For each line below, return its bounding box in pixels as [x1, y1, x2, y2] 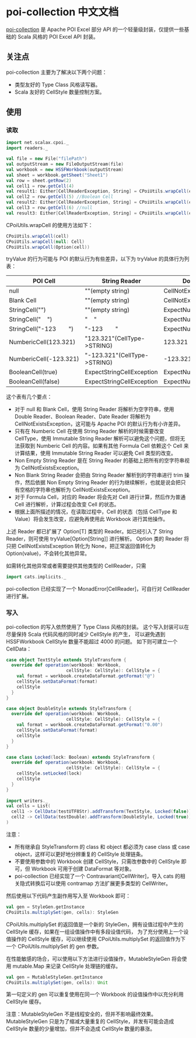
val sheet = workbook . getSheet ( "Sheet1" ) [6, 172, 108, 178]
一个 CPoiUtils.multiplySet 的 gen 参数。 [6, 943, 102, 950]
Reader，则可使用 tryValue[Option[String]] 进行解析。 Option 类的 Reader [6, 535, 183, 542]
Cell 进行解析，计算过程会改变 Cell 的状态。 [14, 501, 120, 508]
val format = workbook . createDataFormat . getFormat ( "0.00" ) [16, 722, 163, 728]
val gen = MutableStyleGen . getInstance [6, 974, 103, 980]
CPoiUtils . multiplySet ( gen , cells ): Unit [6, 979, 108, 985]
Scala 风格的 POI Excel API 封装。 [17, 33, 99, 40]
